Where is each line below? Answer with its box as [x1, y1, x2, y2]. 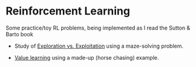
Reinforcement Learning [5, 4, 131, 18]
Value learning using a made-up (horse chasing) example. [14, 54, 159, 61]
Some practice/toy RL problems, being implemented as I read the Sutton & [5, 24, 191, 31]
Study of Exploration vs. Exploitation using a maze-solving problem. [14, 42, 184, 49]
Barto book [5, 30, 34, 37]
